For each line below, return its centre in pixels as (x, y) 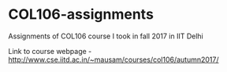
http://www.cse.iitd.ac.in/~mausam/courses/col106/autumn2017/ (113, 59)
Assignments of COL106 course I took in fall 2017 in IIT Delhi (106, 36)
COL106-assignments (81, 14)
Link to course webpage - (50, 51)
